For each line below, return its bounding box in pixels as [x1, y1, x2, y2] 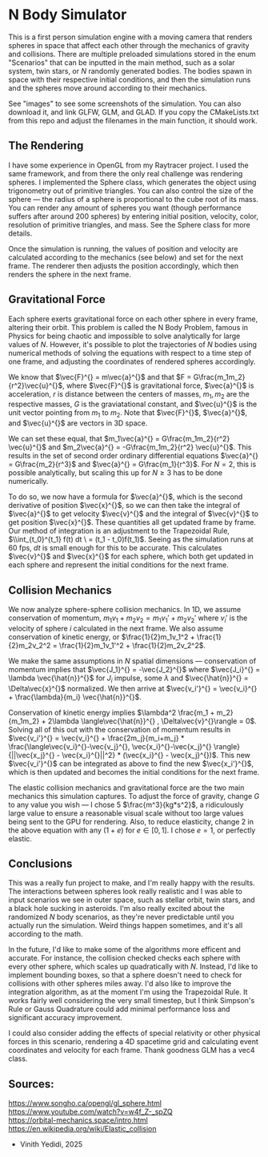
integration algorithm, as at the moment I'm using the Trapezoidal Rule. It [8, 987, 248, 997]
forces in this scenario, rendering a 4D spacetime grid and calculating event [8, 1037, 258, 1046]
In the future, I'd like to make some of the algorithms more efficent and [8, 945, 242, 954]
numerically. [8, 477, 49, 486]
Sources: [8, 1077, 54, 1090]
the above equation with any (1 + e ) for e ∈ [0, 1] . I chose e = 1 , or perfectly [8, 825, 256, 835]
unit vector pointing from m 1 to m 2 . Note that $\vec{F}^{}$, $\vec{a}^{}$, [8, 408, 248, 420]
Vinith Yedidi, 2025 [19, 1139, 83, 1149]
